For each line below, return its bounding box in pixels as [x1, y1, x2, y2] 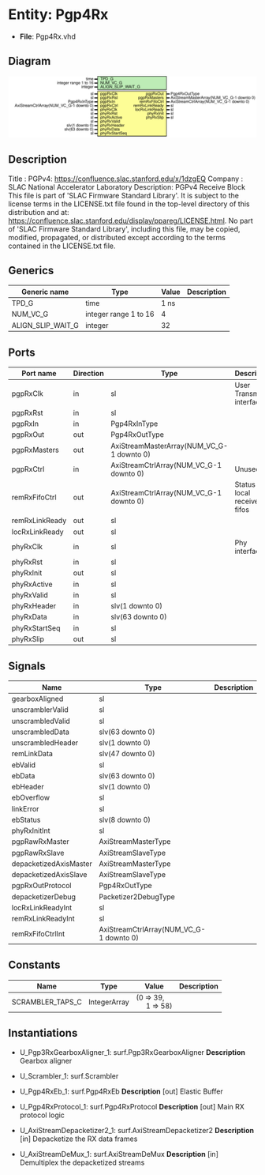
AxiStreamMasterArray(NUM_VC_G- [110, 441, 229, 450]
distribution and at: [8, 207, 69, 217]
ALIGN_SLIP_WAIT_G [11, 320, 79, 330]
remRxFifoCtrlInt [11, 928, 65, 938]
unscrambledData [11, 727, 69, 736]
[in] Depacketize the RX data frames [19, 1134, 138, 1143]
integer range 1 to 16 [85, 310, 155, 319]
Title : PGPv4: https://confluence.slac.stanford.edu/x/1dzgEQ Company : [8, 174, 244, 183]
